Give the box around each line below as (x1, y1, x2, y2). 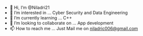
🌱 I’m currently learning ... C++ (9, 15, 72, 20)
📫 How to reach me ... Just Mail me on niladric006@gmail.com (9, 26, 139, 31)
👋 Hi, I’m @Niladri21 (9, 5, 50, 10)
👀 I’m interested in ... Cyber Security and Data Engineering (9, 10, 128, 16)
